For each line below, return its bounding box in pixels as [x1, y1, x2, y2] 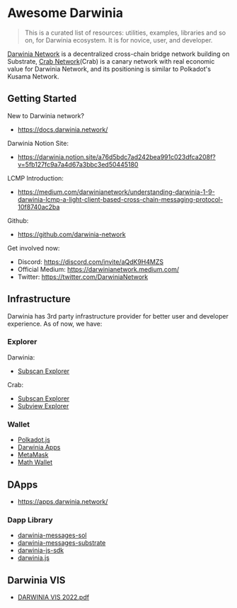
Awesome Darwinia [7, 5, 124, 21]
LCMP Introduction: [7, 173, 64, 182]
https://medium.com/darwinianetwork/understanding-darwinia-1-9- [17, 188, 216, 196]
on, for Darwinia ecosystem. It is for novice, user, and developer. [24, 35, 213, 44]
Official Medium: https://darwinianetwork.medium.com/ [17, 265, 179, 273]
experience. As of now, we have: [7, 319, 103, 328]
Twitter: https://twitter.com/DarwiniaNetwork [17, 273, 149, 281]
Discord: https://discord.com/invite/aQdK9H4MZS [17, 257, 164, 266]
